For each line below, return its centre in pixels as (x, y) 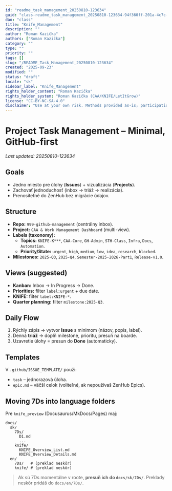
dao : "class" (19, 20)
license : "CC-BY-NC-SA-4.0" (35, 101)
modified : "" (19, 72)
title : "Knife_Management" (34, 24)
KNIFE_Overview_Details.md (48, 454)
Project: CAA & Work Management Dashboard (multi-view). (71, 230)
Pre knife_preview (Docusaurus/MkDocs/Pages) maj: (61, 413)
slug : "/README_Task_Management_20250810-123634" (59, 63)
